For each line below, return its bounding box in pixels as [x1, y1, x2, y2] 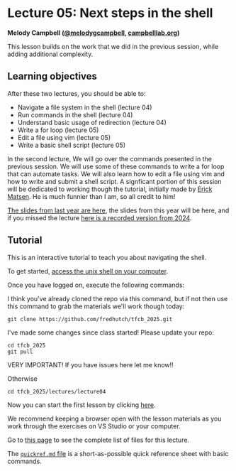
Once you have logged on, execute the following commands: [7, 281, 185, 289]
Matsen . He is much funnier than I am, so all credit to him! [7, 192, 176, 200]
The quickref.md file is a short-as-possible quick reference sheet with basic [7, 449, 229, 458]
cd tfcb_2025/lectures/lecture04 [7, 388, 106, 395]
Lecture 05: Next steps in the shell [7, 5, 213, 21]
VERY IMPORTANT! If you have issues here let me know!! [7, 360, 174, 369]
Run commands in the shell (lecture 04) [17, 110, 133, 119]
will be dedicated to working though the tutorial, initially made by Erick [7, 185, 213, 193]
